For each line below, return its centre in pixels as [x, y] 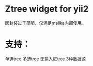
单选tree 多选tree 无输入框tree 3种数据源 [46, 59]
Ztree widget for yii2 [47, 9]
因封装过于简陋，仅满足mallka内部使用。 [46, 23]
